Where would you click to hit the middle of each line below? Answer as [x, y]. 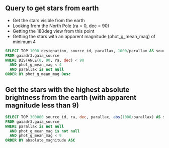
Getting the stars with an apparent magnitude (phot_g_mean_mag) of [84, 36]
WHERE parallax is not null [35, 126]
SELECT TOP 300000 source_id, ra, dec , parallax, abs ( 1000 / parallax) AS [83, 117]
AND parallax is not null [37, 70]
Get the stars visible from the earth [49, 20]
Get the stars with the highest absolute [67, 90]
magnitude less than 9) [42, 106]
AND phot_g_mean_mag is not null [45, 131]
